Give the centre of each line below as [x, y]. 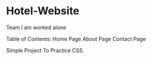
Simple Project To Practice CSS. [45, 50]
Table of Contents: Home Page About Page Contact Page [76, 39]
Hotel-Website [43, 11]
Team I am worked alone [36, 27]
